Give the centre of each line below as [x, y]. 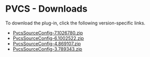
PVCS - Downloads [47, 9]
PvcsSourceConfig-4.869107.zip [47, 43]
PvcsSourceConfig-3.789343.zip [47, 49]
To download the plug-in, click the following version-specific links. [76, 23]
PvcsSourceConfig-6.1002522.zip [48, 38]
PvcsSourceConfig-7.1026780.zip [48, 33]
